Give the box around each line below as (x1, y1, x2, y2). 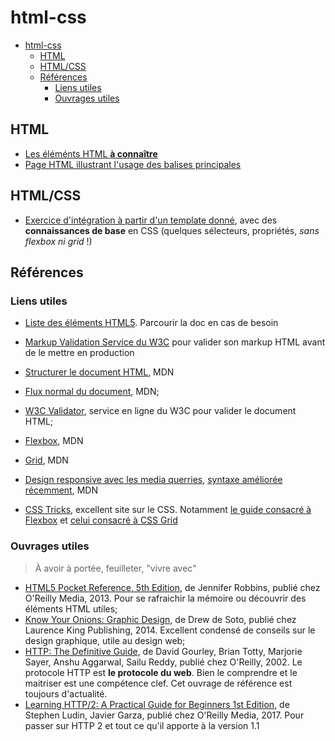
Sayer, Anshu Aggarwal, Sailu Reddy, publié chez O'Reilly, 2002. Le (24, 656, 303, 668)
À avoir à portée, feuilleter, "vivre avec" (34, 562, 197, 574)
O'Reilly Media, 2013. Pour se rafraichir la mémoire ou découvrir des (24, 592, 307, 604)
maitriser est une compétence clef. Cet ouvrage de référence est (24, 677, 293, 689)
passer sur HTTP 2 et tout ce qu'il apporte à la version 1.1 (24, 719, 260, 731)
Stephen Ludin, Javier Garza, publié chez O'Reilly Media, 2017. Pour (24, 709, 305, 721)
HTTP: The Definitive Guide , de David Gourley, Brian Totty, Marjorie (24, 645, 303, 657)
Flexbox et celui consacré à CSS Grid (24, 514, 178, 526)
